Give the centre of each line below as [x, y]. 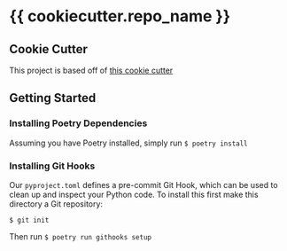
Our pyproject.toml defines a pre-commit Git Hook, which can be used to [143, 184]
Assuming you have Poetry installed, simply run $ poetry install [128, 143]
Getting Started [53, 98]
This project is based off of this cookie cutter [91, 70]
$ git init [29, 220]
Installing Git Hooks [52, 166]
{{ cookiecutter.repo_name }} [120, 16]
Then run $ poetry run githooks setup [81, 236]
